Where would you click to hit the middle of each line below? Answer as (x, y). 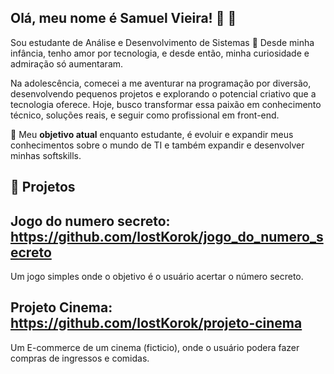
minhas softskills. (46, 155)
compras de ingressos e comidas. (80, 358)
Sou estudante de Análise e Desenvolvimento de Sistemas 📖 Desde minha (162, 42)
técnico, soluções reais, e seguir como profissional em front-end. (145, 115)
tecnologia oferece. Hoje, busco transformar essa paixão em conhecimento (166, 104)
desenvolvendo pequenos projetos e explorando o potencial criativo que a (163, 93)
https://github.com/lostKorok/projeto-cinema (156, 323)
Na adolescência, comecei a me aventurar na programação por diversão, (161, 83)
